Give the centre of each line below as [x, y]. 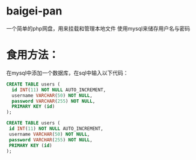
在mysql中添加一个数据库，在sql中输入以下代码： [67, 73]
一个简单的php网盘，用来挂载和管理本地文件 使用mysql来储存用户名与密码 [98, 28]
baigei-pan [34, 11]
